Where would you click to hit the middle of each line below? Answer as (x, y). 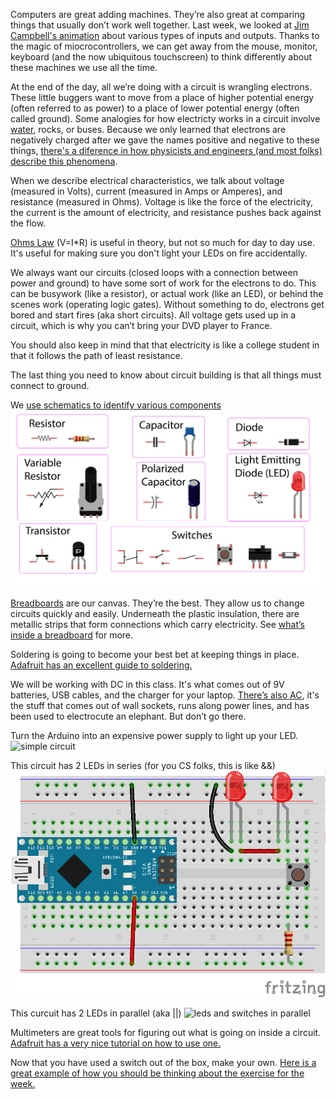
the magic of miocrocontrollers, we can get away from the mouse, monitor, (164, 46)
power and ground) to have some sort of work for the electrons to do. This (163, 283)
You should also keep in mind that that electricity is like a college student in (165, 345)
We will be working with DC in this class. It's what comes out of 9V (147, 684)
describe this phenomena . (64, 161)
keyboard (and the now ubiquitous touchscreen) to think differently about (161, 57)
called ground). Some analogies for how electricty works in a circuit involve (165, 118)
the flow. (28, 223)
